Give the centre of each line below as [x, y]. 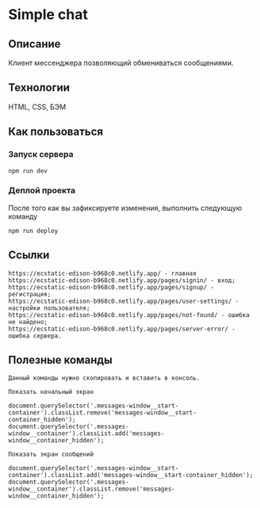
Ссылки [29, 255]
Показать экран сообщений [51, 455]
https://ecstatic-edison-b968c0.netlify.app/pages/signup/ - [111, 287]
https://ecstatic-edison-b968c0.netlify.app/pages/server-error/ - [122, 329]
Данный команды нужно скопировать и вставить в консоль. [104, 378]
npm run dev [28, 171]
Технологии [39, 88]
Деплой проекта [42, 190]
